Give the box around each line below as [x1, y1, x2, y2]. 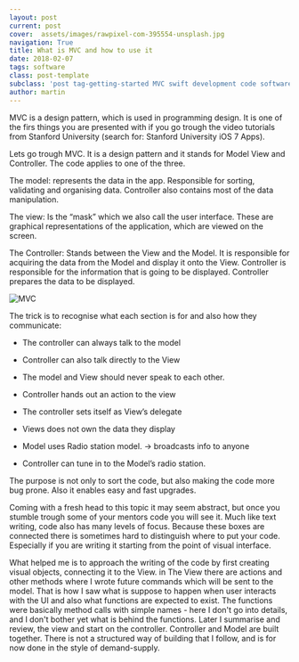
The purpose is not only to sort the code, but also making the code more [9, 475, 275, 486]
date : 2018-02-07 [9, 54, 74, 63]
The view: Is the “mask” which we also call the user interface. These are [9, 211, 274, 222]
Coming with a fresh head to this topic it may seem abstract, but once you [9, 502, 280, 512]
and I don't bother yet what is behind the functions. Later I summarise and [9, 614, 280, 625]
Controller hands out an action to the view [21, 388, 176, 399]
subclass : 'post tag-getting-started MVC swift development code [9, 79, 256, 88]
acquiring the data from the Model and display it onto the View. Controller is [9, 257, 287, 267]
